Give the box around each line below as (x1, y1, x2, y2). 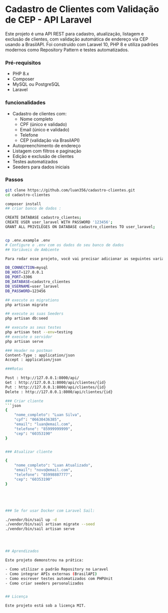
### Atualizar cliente (5, 449, 52, 454)
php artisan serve (5, 339, 43, 344)
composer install (5, 201, 41, 207)
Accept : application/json (5, 357, 61, 362)
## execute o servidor (5, 334, 52, 339)
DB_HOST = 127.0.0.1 (5, 270, 43, 275)
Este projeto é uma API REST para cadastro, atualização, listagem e (5, 31, 144, 37)
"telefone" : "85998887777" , (14, 472, 72, 477)
